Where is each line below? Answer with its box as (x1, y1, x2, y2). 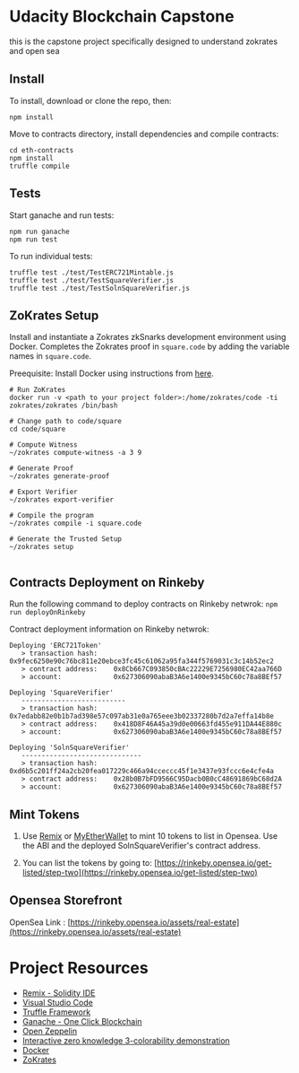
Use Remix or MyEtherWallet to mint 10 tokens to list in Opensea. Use (21, 831, 278, 841)
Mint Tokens (9, 807, 81, 822)
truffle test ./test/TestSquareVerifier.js (9, 275, 175, 284)
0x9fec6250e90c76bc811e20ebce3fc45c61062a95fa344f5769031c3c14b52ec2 (9, 657, 275, 666)
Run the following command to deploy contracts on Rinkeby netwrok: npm (9, 598, 278, 609)
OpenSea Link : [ (9, 917, 72, 928)
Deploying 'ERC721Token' (9, 641, 102, 650)
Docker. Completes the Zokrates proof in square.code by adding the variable (9, 341, 290, 352)
